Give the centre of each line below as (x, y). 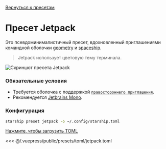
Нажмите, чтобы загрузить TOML (42, 131)
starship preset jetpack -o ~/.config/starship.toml (63, 121)
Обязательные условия (36, 80)
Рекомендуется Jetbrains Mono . (48, 97)
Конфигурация (25, 111)
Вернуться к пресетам (30, 7)
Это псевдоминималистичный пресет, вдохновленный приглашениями (83, 42)
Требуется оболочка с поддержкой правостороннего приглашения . (84, 92)
